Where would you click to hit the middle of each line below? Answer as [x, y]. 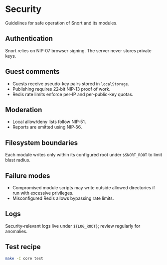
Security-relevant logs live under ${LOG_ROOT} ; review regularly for [73, 226]
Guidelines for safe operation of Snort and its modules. [62, 23]
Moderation [24, 110]
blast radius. [18, 160]
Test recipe [23, 247]
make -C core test [24, 258]
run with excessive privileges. [43, 193]
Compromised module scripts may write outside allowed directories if [84, 188]
